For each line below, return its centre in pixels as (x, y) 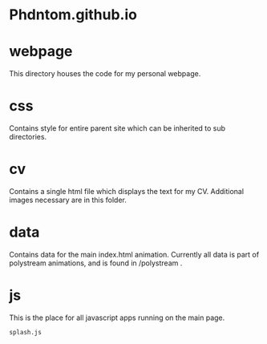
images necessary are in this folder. (68, 200)
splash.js (26, 332)
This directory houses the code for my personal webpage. (105, 74)
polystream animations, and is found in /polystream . (96, 263)
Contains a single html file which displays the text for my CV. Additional (126, 191)
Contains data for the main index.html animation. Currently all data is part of (134, 254)
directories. (28, 137)
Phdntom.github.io (73, 15)
